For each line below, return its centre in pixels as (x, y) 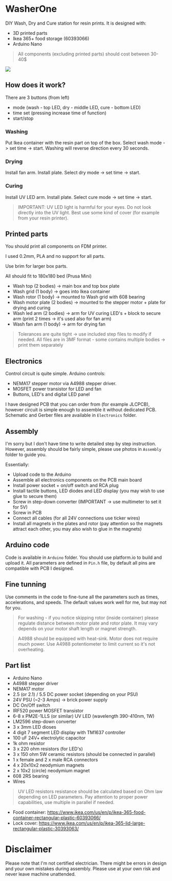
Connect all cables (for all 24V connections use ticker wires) (76, 518)
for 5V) (20, 507)
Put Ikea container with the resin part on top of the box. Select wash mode (84, 143)
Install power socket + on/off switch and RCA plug (66, 486)
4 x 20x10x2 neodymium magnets (48, 765)
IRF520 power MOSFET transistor (48, 710)
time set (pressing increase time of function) (59, 113)
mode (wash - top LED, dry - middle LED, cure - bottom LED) (77, 107)
